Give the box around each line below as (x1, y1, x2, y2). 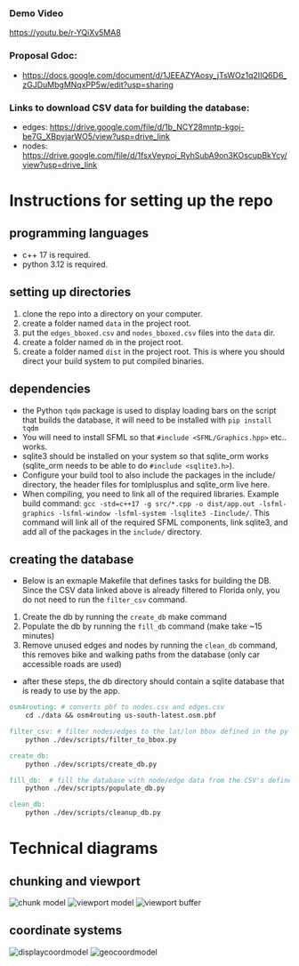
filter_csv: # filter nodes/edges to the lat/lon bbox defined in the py (9, 728, 289, 737)
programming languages (9, 226, 149, 241)
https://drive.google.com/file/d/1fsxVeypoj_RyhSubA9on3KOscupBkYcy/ (21, 149, 287, 160)
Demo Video (9, 7, 64, 20)
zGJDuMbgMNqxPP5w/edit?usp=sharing (21, 79, 174, 90)
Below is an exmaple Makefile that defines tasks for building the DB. (21, 576, 271, 586)
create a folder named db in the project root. (21, 336, 184, 347)
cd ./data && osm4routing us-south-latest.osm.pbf (25, 711, 217, 720)
